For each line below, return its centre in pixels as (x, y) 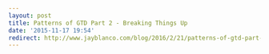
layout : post (30, 15)
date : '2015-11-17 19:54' (51, 30)
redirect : (25, 38)
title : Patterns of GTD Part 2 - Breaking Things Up (98, 23)
